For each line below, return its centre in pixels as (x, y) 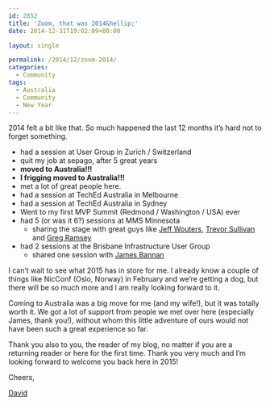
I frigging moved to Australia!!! (72, 177)
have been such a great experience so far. (79, 329)
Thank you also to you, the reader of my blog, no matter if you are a (120, 344)
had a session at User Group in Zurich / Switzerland (106, 152)
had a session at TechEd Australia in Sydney (93, 203)
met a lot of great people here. (71, 186)
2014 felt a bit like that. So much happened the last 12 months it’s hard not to (135, 128)
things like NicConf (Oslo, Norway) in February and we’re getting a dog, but (133, 279)
